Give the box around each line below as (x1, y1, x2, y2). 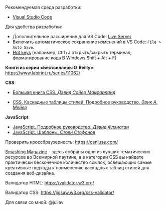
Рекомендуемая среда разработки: (5, 5, 82, 10)
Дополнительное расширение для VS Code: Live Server (12, 34, 132, 39)
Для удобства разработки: (5, 24, 63, 30)
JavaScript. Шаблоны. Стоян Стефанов (12, 129, 95, 135)
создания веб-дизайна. (5, 170, 55, 176)
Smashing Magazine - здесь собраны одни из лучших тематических (5, 149, 150, 155)
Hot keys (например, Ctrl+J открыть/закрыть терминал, (12, 50, 132, 55)
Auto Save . (12, 44, 35, 50)
